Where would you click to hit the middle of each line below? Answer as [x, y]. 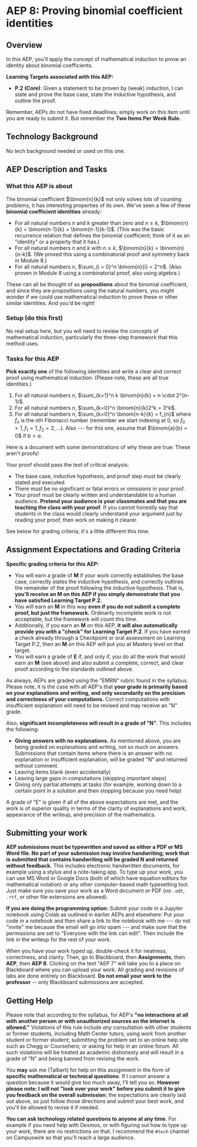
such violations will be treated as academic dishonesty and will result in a [95, 1052]
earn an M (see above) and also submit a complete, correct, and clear [99, 663]
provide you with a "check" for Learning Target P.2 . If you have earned [102, 631]
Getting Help [30, 1001]
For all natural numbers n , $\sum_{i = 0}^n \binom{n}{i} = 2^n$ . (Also [98, 266]
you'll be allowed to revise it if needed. [53, 1108]
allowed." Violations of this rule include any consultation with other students [99, 1028]
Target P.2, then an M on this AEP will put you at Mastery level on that [99, 644]
